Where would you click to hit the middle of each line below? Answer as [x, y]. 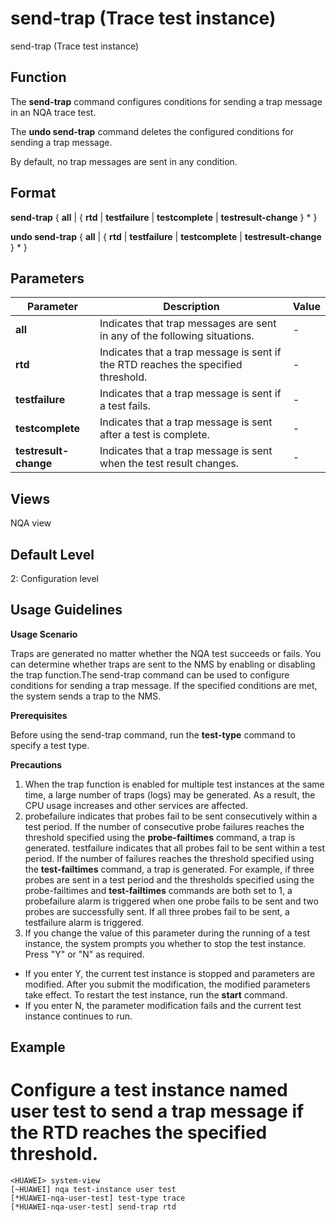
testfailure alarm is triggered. [84, 922]
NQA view [31, 523]
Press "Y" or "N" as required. [84, 954]
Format [33, 193]
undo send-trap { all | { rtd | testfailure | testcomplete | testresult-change [166, 236]
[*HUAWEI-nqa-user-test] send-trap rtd [93, 1207]
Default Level [52, 554]
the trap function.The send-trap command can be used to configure [150, 674]
